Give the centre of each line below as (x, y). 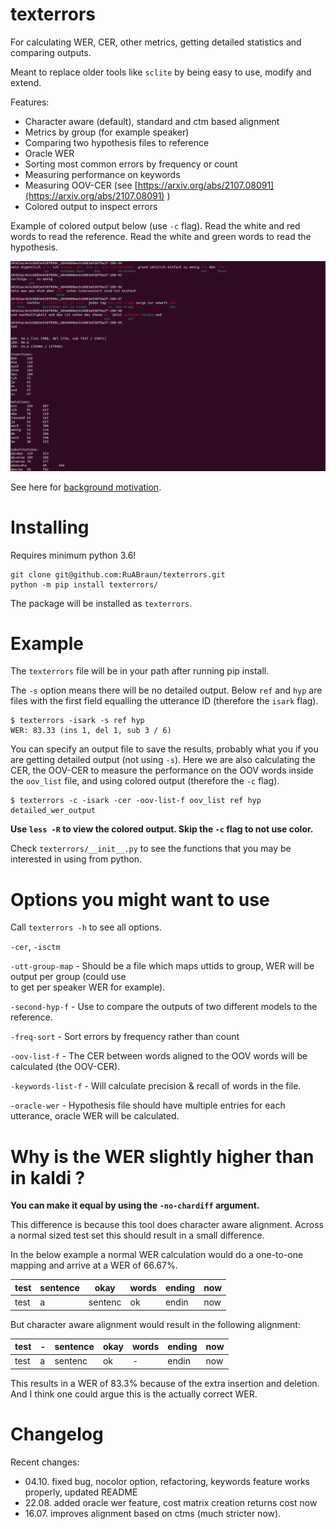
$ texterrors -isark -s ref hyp (77, 721)
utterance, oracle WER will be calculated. (95, 1116)
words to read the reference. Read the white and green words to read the (161, 236)
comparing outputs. (51, 52)
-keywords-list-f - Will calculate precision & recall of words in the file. (156, 1086)
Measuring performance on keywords (102, 174)
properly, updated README (81, 1492)
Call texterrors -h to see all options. (86, 927)
